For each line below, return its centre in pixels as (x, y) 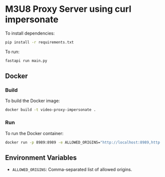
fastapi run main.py (26, 61)
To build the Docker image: (33, 101)
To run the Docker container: (34, 133)
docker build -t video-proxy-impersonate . (51, 110)
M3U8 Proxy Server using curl (68, 9)
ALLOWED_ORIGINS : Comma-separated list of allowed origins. (72, 170)
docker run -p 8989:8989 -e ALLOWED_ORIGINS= (53, 142)
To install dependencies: (30, 33)
